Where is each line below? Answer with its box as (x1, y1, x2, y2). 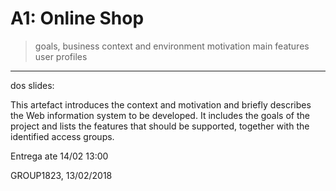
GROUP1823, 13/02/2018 (10, 169, 113, 181)
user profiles (34, 50, 88, 62)
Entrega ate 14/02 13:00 (10, 150, 109, 162)
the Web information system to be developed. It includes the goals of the (10, 109, 310, 121)
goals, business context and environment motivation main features (34, 40, 310, 52)
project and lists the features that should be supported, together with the (10, 120, 310, 132)
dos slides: (10, 79, 55, 91)
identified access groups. (10, 130, 115, 142)
